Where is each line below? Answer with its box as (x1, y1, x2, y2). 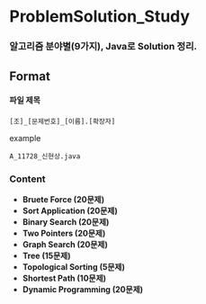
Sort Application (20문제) (22, 205, 119, 216)
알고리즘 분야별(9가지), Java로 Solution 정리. (9, 40, 198, 53)
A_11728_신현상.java (9, 151, 81, 161)
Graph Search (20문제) (22, 239, 108, 249)
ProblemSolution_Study (9, 6, 191, 27)
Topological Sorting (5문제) (22, 262, 126, 272)
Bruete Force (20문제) (22, 194, 105, 204)
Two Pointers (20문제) (22, 228, 106, 238)
